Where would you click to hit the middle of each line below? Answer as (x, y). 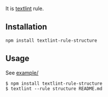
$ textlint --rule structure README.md (54, 88)
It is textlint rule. (25, 9)
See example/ (22, 72)
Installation (26, 27)
